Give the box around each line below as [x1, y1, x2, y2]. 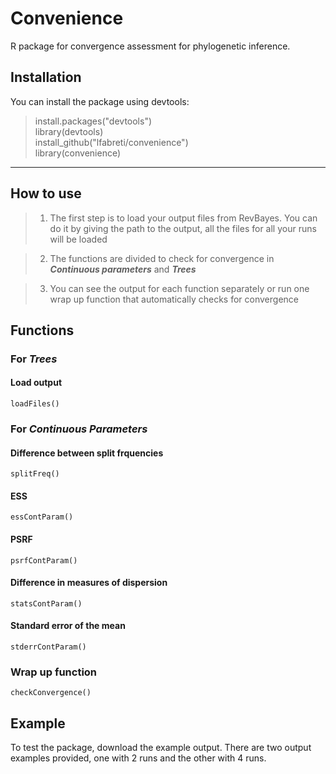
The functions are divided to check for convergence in [49, 252, 275, 264]
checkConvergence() [10, 688, 92, 698]
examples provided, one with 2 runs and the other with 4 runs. [10, 752, 267, 764]
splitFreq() [10, 469, 60, 479]
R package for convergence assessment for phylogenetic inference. [10, 40, 291, 52]
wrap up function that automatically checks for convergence [49, 293, 300, 305]
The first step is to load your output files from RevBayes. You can [49, 212, 318, 224]
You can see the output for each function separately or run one [49, 282, 310, 294]
